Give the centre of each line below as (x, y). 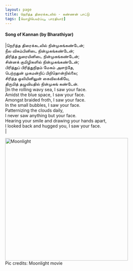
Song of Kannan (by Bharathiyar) (39, 34)
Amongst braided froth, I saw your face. (45, 100)
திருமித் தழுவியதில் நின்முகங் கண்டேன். (42, 84)
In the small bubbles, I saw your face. (43, 105)
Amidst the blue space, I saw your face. (45, 95)
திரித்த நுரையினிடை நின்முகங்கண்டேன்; (42, 56)
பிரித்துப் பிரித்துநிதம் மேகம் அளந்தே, (40, 67)
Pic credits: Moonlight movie (34, 263)
